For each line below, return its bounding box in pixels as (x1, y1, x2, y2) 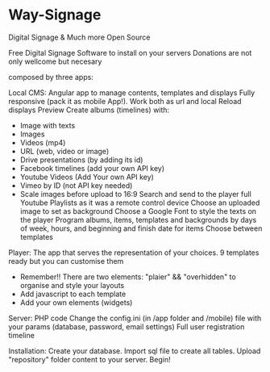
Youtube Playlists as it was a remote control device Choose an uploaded (19, 198, 260, 207)
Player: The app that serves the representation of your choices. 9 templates (8, 248, 260, 257)
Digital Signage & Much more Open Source (8, 32, 151, 42)
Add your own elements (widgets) (19, 297, 133, 307)
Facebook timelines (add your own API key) (19, 163, 165, 173)
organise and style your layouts (19, 280, 125, 290)
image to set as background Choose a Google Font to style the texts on (19, 206, 256, 215)
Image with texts (19, 120, 76, 130)
